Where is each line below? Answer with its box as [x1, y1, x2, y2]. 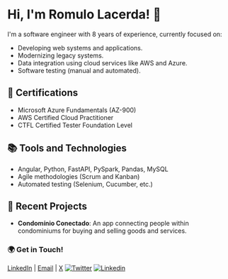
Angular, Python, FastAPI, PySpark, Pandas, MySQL [17, 165, 169, 173]
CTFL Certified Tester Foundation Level [17, 121, 133, 129]
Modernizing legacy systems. [17, 51, 104, 60]
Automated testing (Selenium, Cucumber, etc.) [17, 180, 154, 188]
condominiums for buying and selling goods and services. [17, 226, 187, 235]
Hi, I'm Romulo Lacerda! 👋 [7, 6, 161, 23]
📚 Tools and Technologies [7, 142, 127, 155]
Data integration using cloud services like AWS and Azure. [17, 58, 188, 67]
